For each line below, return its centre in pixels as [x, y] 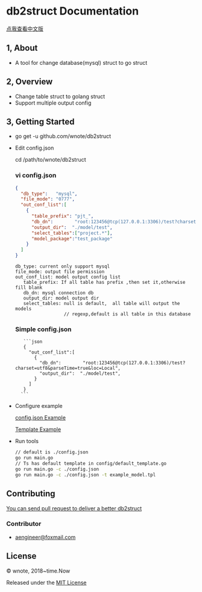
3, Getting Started [40, 121]
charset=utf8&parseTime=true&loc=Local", [68, 368]
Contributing [31, 494]
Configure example [39, 406]
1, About [22, 48]
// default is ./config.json [52, 452]
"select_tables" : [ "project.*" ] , [72, 233]
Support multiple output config [53, 103]
